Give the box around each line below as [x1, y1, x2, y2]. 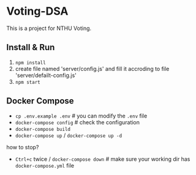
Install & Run [6, 42, 55, 53]
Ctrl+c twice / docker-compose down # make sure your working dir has [15, 155, 190, 163]
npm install [15, 59, 46, 65]
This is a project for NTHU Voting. [6, 24, 92, 32]
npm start [15, 79, 41, 85]
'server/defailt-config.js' [15, 72, 77, 79]
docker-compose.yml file [15, 162, 75, 169]
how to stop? [6, 143, 39, 151]
